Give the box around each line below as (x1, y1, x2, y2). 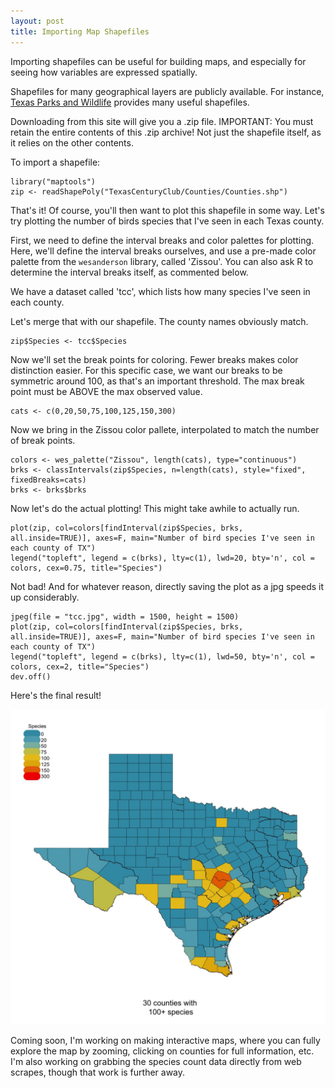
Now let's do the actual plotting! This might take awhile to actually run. (10, 502, 300, 514)
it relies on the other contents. (10, 136, 134, 149)
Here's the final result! (10, 689, 102, 701)
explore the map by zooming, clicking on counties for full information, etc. (10, 1045, 315, 1057)
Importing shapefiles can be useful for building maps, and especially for (10, 55, 307, 67)
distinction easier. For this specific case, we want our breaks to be (10, 364, 283, 376)
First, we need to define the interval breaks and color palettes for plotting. (10, 234, 315, 246)
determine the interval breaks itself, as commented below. (10, 266, 249, 278)
